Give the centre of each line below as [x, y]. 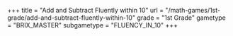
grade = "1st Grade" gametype [182, 18]
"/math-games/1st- [193, 10]
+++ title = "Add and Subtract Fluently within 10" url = [86, 10]
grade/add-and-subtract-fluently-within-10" [72, 18]
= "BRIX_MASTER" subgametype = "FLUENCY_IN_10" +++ [93, 25]
